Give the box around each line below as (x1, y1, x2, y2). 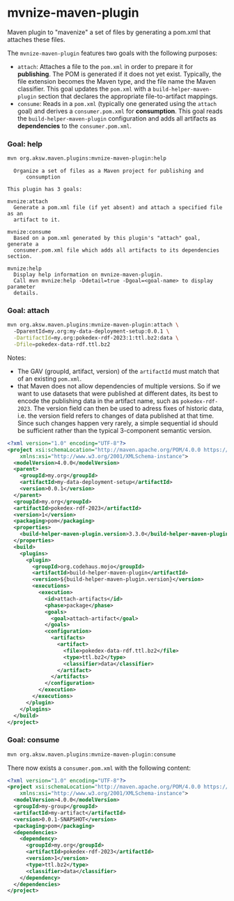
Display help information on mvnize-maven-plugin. (13, 271, 164, 278)
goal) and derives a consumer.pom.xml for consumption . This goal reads (17, 107, 223, 115)
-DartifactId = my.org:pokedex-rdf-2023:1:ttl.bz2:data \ (13, 335, 179, 342)
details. (13, 289, 39, 297)
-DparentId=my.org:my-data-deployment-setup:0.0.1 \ (13, 328, 170, 335)
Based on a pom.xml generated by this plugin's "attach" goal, (13, 235, 201, 242)
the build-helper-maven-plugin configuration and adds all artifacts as (17, 114, 217, 123)
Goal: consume (7, 735, 60, 745)
